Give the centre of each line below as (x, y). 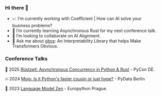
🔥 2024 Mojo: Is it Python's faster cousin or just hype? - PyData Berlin (75, 79)
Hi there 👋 (17, 8)
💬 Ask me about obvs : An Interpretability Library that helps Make (77, 41)
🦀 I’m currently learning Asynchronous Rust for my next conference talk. (84, 31)
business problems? (32, 26)
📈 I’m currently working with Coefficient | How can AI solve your (77, 18)
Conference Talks (26, 59)
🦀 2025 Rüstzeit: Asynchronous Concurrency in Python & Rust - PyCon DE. (80, 69)
